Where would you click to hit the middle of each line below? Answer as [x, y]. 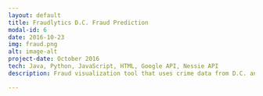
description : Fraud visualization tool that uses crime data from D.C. [127, 73]
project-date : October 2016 [54, 59]
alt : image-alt [33, 52]
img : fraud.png [33, 44]
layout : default [34, 15]
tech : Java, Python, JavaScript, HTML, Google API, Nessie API [113, 66]
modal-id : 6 [27, 30]
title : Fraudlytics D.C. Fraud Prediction [78, 23]
